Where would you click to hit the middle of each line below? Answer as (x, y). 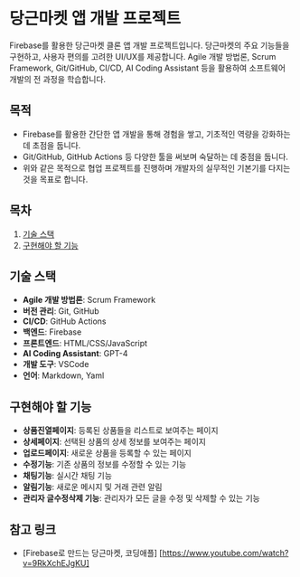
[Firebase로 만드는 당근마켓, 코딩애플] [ (92, 553)
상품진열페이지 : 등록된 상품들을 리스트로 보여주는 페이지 (120, 430)
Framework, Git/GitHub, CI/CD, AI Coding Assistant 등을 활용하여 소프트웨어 (148, 68)
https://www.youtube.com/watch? (225, 553)
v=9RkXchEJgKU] (56, 563)
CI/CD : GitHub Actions (64, 321)
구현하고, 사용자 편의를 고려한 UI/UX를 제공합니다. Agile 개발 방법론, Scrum (143, 56)
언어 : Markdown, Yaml (63, 375)
